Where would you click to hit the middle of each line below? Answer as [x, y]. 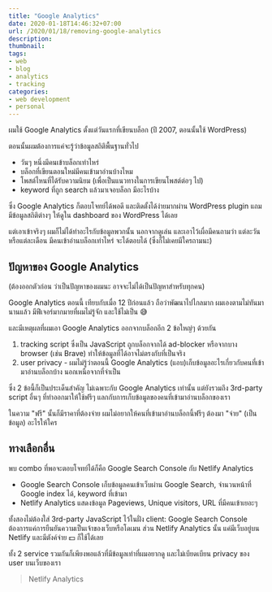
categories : [28, 91]
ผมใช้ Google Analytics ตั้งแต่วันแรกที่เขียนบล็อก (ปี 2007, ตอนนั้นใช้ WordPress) [128, 130]
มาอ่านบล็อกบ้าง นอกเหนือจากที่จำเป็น [70, 372]
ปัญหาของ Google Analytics [74, 266]
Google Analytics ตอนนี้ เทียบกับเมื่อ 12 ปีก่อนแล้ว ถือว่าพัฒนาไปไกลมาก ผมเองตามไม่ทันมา [136, 303]
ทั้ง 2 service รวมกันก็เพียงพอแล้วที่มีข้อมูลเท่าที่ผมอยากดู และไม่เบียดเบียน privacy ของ [129, 553]
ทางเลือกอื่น [32, 448]
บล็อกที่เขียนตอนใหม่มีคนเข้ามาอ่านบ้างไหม [77, 172]
